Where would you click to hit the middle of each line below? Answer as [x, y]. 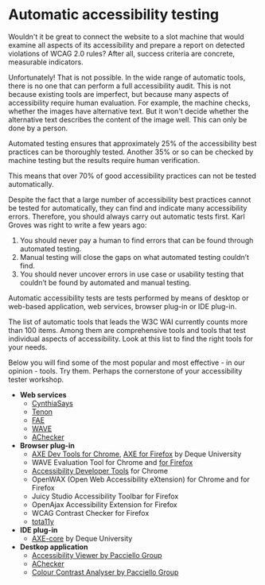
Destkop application [54, 547]
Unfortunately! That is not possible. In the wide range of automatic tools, [127, 77]
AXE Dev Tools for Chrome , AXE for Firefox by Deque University [136, 454]
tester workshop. [36, 379]
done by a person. [38, 128]
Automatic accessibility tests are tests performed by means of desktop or [129, 298]
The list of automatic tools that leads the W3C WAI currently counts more [128, 322]
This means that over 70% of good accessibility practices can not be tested [132, 176]
